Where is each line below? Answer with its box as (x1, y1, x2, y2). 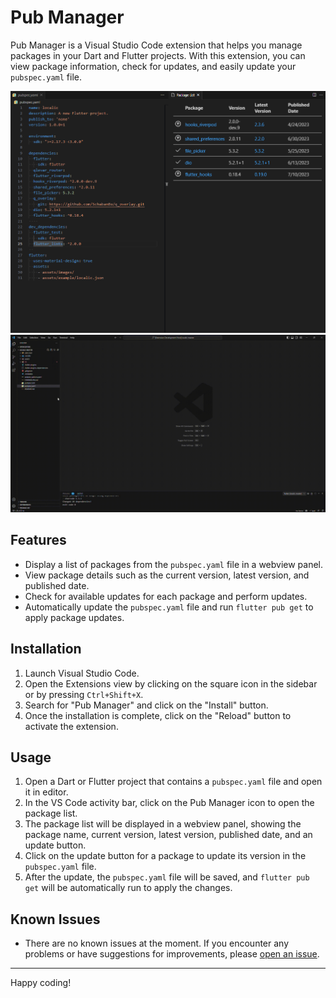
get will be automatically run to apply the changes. (24, 882, 233, 894)
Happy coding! (10, 977, 72, 989)
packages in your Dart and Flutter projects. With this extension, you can (10, 49, 306, 61)
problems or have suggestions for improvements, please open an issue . (24, 948, 320, 960)
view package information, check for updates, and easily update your (10, 60, 297, 72)
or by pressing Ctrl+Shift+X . (24, 688, 144, 700)
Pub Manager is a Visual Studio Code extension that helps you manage (10, 39, 303, 51)
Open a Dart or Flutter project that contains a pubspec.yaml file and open (24, 776, 323, 788)
